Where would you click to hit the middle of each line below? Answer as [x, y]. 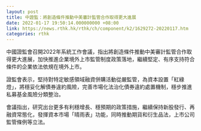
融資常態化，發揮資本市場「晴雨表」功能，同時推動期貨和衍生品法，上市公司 [100, 115]
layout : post [22, 12]
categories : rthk [28, 34]
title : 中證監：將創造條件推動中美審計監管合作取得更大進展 [71, 17]
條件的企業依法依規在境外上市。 [45, 67]
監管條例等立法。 [27, 122]
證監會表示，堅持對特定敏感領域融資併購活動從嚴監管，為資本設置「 [90, 80]
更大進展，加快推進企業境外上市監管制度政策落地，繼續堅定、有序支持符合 [103, 59]
